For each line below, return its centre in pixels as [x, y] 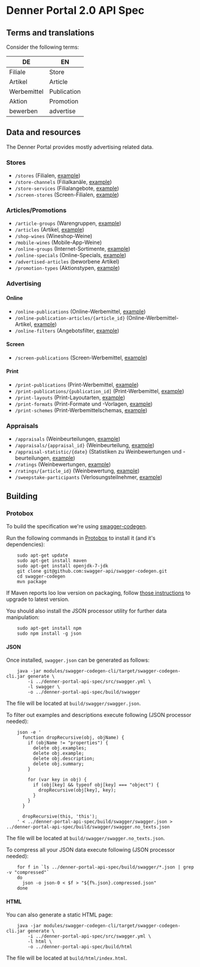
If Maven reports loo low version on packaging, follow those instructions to [98, 593]
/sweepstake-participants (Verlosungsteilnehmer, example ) [89, 477]
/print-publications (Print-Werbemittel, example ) [77, 385]
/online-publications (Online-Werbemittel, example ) [80, 311]
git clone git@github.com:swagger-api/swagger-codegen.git [92, 571]
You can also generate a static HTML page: [59, 915]
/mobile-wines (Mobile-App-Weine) [58, 243]
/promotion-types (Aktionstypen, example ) [67, 268]
